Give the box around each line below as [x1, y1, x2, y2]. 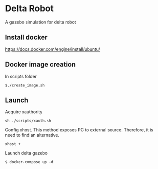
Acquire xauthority [5, 109, 43, 115]
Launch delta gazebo [5, 150, 48, 156]
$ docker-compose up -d [5, 160, 54, 165]
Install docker [5, 33, 48, 42]
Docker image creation [5, 61, 76, 69]
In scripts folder [5, 73, 37, 79]
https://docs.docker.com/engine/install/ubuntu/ [5, 46, 100, 52]
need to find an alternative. [5, 132, 60, 138]
